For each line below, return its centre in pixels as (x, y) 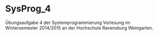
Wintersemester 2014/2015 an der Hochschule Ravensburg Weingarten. (79, 27)
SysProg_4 (28, 9)
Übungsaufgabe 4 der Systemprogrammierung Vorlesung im (68, 22)
